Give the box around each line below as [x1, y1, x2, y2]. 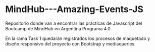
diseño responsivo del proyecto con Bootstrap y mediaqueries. [5, 40, 136, 46]
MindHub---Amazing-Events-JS [5, 4, 144, 15]
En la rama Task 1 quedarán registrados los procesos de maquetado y [5, 35, 150, 41]
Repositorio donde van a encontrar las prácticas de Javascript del [5, 20, 142, 26]
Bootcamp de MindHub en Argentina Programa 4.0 [5, 25, 111, 31]
